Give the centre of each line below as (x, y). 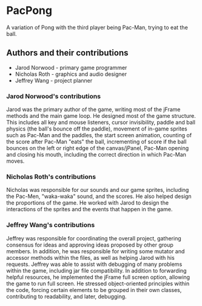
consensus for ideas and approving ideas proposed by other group (90, 245)
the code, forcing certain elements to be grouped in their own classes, (94, 290)
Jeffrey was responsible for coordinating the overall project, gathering (94, 238)
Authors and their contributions (67, 53)
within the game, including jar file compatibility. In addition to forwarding (96, 270)
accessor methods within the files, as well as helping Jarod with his (90, 257)
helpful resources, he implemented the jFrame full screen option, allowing (98, 277)
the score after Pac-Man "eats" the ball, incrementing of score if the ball (96, 142)
